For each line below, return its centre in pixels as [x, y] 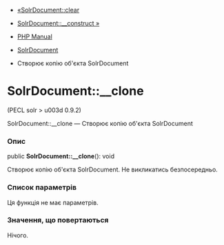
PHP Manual [35, 36]
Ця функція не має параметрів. [53, 202]
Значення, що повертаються [58, 220]
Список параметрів [42, 187]
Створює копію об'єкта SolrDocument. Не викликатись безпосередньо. [113, 170]
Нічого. [18, 235]
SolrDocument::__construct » [58, 23]
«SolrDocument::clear [48, 10]
